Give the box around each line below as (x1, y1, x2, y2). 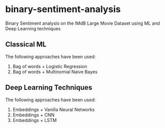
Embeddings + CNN (12, 112, 55, 118)
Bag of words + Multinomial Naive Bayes (12, 69, 98, 75)
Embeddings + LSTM (12, 117, 57, 123)
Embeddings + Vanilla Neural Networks (12, 106, 95, 112)
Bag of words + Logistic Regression (12, 63, 87, 69)
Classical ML (5, 40, 47, 49)
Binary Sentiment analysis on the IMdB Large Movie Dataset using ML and (5, 20, 160, 26)
